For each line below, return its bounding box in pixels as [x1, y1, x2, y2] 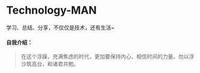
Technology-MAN [6, 4, 97, 17]
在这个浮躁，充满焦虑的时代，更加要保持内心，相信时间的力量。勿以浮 [20, 53, 195, 60]
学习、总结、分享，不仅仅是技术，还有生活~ [6, 24, 115, 31]
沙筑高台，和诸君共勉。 [20, 61, 79, 68]
